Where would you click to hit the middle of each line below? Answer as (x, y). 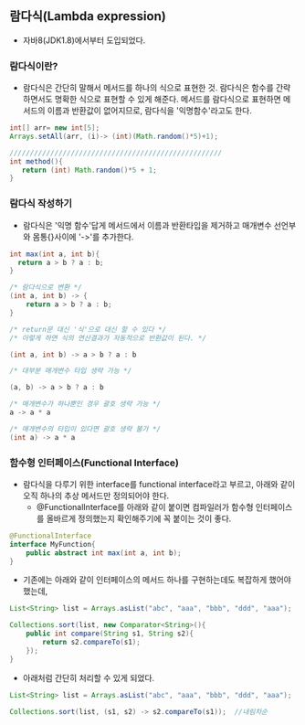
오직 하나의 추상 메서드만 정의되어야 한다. (96, 496)
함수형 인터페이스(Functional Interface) (95, 463)
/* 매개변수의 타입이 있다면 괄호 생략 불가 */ (85, 429)
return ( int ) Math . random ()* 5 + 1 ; (89, 170)
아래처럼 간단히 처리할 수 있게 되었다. (89, 677)
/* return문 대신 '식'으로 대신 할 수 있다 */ (88, 329)
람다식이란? (34, 66)
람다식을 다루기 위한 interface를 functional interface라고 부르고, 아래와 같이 (159, 484)
